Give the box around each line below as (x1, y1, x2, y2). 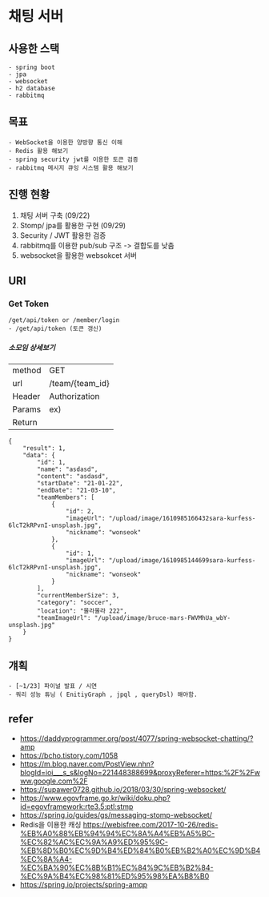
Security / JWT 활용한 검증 (19, 230, 106, 240)
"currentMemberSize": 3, (37, 592, 120, 600)
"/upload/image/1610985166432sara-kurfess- (108, 514, 256, 523)
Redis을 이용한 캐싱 (19, 819, 82, 829)
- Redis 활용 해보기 (8, 147, 69, 155)
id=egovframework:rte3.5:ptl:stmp (19, 802, 134, 811)
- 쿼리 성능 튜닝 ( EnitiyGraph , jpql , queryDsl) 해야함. (8, 690, 198, 699)
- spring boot (8, 63, 56, 71)
